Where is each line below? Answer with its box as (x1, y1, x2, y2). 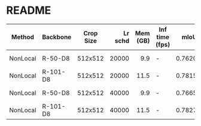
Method (11, 32, 35, 41)
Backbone (41, 32, 72, 41)
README (6, 4, 51, 17)
